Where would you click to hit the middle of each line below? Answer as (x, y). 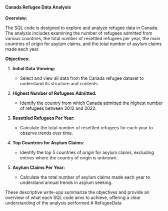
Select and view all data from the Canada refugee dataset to (82, 78)
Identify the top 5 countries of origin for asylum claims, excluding (87, 152)
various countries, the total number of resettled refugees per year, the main (83, 39)
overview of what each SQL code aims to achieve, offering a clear (73, 197)
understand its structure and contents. (59, 84)
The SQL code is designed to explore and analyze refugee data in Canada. (82, 28)
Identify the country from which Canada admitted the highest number (91, 103)
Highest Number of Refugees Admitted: (54, 93)
